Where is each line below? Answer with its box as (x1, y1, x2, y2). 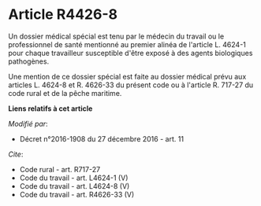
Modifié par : (8, 119, 49, 128)
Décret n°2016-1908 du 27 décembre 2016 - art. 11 (19, 134, 184, 143)
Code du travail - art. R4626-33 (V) (19, 189, 135, 199)
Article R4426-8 (8, 6, 118, 24)
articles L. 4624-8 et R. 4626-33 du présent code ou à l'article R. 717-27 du (8, 80, 254, 90)
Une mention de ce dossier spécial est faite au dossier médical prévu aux (8, 72, 247, 81)
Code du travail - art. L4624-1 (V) (19, 173, 129, 182)
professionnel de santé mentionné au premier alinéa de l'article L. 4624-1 (8, 39, 247, 49)
